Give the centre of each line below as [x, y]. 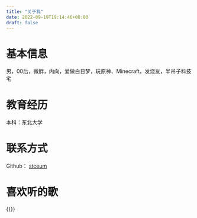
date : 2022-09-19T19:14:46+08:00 [47, 17]
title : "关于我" [25, 12]
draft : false [22, 23]
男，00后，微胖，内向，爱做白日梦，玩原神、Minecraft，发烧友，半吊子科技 [99, 71]
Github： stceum [27, 166]
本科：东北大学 [24, 123]
